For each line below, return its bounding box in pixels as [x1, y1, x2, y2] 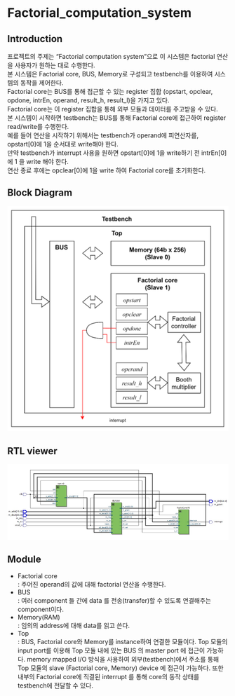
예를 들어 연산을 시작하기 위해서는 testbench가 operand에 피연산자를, [7, 131, 199, 139]
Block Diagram [7, 187, 72, 199]
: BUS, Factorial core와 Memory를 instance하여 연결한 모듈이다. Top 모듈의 [17, 638, 228, 646]
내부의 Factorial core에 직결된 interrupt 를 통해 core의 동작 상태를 [17, 673, 200, 681]
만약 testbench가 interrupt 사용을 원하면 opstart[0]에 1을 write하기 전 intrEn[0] [7, 149, 227, 157]
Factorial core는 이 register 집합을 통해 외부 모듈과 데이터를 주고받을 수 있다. [7, 105, 219, 113]
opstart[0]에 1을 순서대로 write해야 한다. [7, 140, 119, 148]
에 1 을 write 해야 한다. [7, 158, 69, 165]
